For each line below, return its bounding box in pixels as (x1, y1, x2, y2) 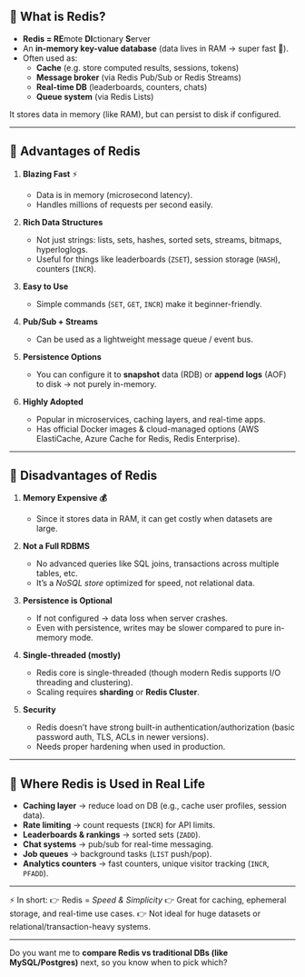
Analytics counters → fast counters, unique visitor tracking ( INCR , (22, 858, 270, 869)
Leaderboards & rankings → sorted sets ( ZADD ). (22, 829, 202, 841)
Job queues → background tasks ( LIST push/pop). (22, 849, 212, 860)
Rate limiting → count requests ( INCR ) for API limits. (22, 820, 216, 831)
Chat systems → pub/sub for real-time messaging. (22, 839, 214, 850)
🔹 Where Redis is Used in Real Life (9, 776, 206, 792)
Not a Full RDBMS (22, 541, 91, 552)
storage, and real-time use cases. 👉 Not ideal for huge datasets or (9, 908, 261, 919)
